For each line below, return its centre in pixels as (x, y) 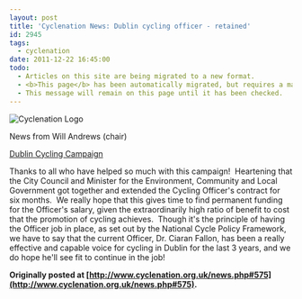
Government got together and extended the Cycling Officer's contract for (145, 190)
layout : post (34, 18)
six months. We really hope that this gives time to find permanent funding (146, 200)
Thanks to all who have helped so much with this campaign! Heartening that (151, 171)
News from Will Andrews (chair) (68, 136)
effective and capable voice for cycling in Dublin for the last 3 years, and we (150, 248)
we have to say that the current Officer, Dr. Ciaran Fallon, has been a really (147, 238)
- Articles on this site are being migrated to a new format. (136, 77)
